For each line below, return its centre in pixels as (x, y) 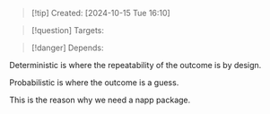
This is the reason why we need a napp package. (100, 100)
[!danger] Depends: (67, 48)
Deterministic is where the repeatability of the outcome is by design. (135, 65)
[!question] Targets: (68, 30)
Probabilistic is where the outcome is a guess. (94, 83)
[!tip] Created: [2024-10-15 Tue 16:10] (100, 13)
